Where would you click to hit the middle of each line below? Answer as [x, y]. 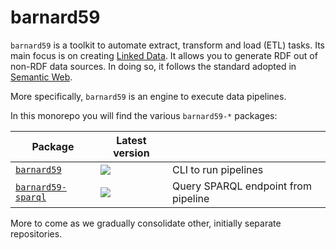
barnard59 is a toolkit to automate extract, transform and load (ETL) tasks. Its [167, 45]
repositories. [36, 233]
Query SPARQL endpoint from [242, 186]
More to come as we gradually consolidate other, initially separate [146, 223]
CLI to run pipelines [218, 169]
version [131, 153]
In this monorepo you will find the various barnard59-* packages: [144, 115]
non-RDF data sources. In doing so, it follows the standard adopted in [153, 66]
